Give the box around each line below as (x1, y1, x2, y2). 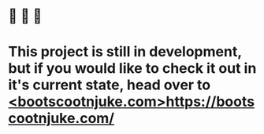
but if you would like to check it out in (8, 60, 257, 78)
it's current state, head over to (8, 76, 211, 94)
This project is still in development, (8, 43, 242, 61)
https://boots (165, 93, 255, 110)
